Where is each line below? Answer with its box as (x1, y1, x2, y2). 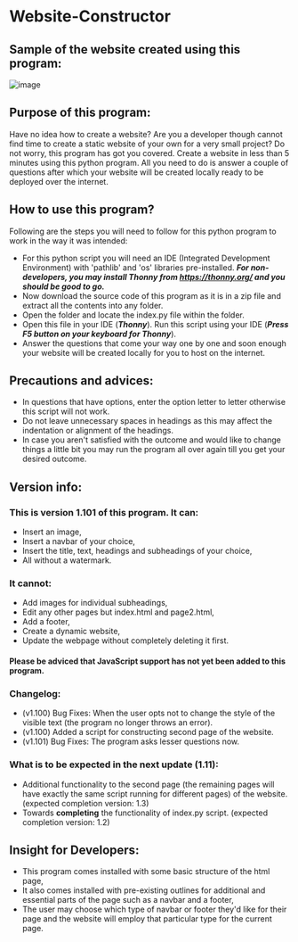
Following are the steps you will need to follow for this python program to (9, 226, 278, 236)
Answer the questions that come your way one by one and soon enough (21, 337, 287, 349)
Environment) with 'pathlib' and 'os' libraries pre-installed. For (21, 261, 249, 273)
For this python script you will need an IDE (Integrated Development (21, 252, 270, 263)
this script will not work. (21, 406, 110, 417)
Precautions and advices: (9, 373, 154, 389)
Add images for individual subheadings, (21, 598, 168, 608)
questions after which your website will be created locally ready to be (9, 167, 264, 178)
